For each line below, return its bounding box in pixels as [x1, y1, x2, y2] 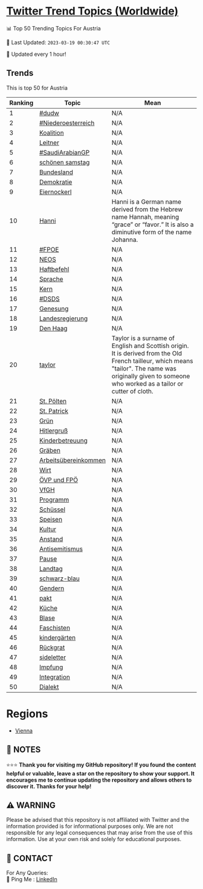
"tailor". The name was [111, 364, 177, 372]
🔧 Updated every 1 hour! [6, 50, 66, 58]
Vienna [14, 726, 33, 734]
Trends [6, 68, 34, 78]
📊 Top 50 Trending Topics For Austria [6, 24, 101, 32]
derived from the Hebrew [111, 205, 183, 213]
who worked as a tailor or [111, 379, 184, 387]
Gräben [39, 446, 60, 454]
